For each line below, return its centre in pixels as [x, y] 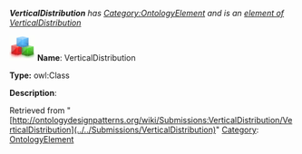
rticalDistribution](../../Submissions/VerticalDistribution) [113, 130]
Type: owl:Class [39, 75]
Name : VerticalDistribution [86, 58]
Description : [33, 93]
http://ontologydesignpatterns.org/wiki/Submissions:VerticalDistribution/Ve [152, 120]
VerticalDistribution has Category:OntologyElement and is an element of [147, 13]
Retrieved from [37, 111]
